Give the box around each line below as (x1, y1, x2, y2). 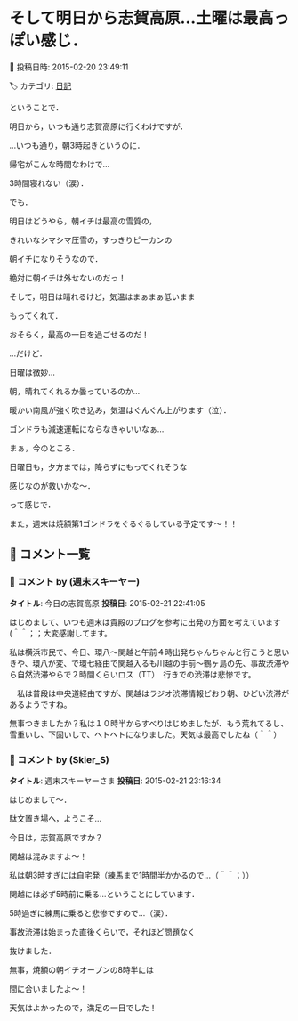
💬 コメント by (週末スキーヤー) (9, 576, 141, 588)
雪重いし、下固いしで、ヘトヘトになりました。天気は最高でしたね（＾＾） (9, 729, 282, 740)
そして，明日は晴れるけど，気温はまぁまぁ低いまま (9, 291, 196, 302)
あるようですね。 (9, 699, 72, 709)
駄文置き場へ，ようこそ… (9, 813, 102, 823)
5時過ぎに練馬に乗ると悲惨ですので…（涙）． (9, 907, 173, 918)
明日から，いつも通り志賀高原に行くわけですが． (9, 121, 189, 132)
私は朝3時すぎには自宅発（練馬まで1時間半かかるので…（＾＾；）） (9, 870, 254, 880)
